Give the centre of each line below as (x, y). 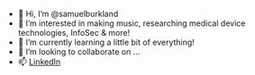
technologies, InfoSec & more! (74, 33)
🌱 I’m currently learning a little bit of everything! (106, 42)
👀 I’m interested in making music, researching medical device (132, 23)
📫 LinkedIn (39, 62)
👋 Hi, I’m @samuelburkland (68, 14)
